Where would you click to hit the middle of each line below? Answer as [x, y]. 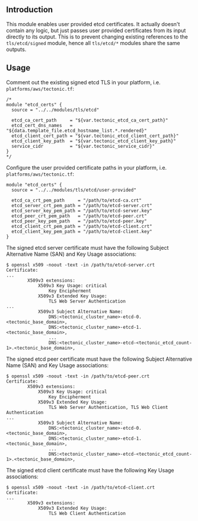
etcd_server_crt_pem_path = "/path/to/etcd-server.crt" [82, 205]
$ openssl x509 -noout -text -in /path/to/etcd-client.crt [81, 487]
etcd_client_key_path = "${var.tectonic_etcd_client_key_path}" [94, 141]
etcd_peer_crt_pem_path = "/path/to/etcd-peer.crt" [79, 216]
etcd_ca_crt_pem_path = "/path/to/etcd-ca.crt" [77, 200]
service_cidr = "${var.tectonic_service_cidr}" [83, 146]
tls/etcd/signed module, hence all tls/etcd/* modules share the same [93, 43]
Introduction [30, 10]
